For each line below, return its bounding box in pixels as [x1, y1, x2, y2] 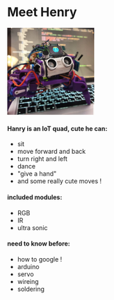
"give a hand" [17, 169, 57, 178]
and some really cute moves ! [17, 177, 102, 185]
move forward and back [17, 148, 86, 156]
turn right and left [17, 155, 68, 163]
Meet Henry [7, 4, 78, 20]
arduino [17, 262, 40, 271]
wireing [17, 277, 40, 285]
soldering [17, 285, 45, 293]
